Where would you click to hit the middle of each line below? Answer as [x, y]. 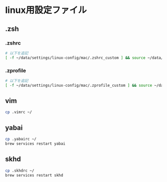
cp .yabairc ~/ [21, 139]
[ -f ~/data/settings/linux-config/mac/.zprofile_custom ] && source [79, 85]
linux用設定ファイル [46, 10]
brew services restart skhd [34, 175]
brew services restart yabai [35, 144]
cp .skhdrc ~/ [20, 171]
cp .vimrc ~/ [19, 112]
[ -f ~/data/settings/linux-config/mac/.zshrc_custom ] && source [75, 58]
